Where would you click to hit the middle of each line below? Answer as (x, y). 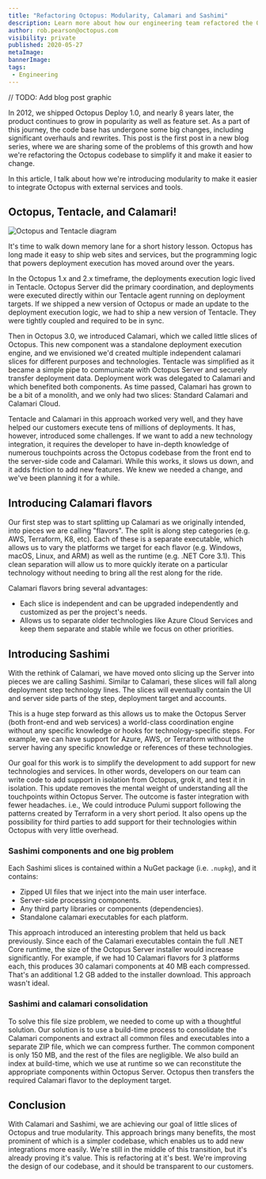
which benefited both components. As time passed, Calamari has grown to (130, 387)
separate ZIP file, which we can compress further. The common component (131, 1046)
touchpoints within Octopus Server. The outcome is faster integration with (129, 797)
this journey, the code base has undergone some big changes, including (126, 129)
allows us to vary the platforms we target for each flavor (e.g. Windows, (125, 548)
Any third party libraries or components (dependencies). (112, 909)
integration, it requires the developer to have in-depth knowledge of (119, 445)
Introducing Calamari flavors (80, 503)
